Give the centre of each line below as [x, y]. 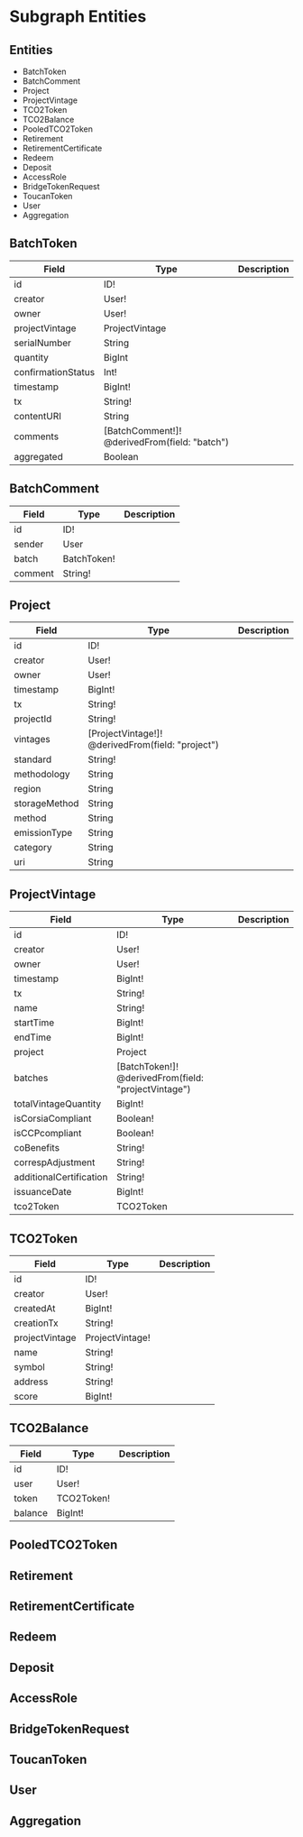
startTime [34, 1023]
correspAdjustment [55, 1162]
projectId [33, 719]
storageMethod [46, 804]
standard [33, 759]
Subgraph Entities [78, 17]
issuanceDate [43, 1192]
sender [29, 544]
